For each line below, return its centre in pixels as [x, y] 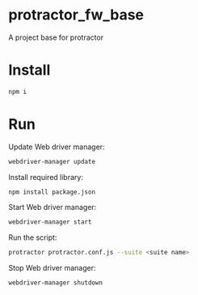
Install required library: [46, 177]
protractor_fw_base [76, 15]
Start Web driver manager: [53, 207]
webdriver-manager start [50, 222]
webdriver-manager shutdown [56, 283]
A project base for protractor [56, 37]
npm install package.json [52, 192]
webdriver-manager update [52, 161]
